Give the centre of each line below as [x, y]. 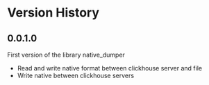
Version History [53, 13]
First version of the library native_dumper [66, 55]
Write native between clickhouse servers [75, 75]
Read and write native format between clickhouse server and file [110, 68]
